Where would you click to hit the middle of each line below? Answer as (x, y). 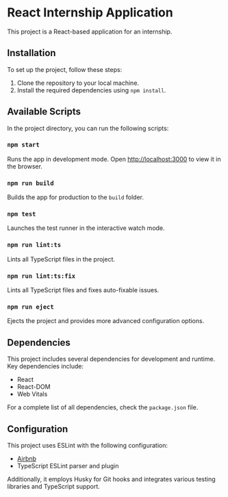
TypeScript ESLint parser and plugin (68, 466)
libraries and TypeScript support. (54, 486)
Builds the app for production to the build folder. (76, 197)
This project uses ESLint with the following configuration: (87, 445)
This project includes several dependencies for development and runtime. (111, 359)
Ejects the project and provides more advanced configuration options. (106, 321)
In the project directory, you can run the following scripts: (88, 128)
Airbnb (26, 458)
